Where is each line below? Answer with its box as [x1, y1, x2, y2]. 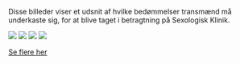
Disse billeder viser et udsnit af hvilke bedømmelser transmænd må [8, 7, 232, 16]
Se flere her [8, 47, 48, 57]
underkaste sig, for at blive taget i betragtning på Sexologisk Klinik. [8, 15, 230, 25]
